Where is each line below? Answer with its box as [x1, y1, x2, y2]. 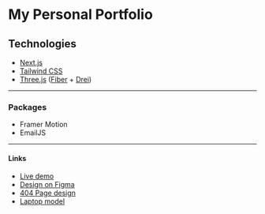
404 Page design [19, 188, 77, 197]
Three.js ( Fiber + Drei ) [19, 75, 92, 84]
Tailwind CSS [19, 66, 63, 76]
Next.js [19, 58, 43, 67]
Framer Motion [19, 120, 69, 130]
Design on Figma [19, 179, 75, 189]
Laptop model [19, 196, 65, 206]
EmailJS [19, 128, 47, 137]
